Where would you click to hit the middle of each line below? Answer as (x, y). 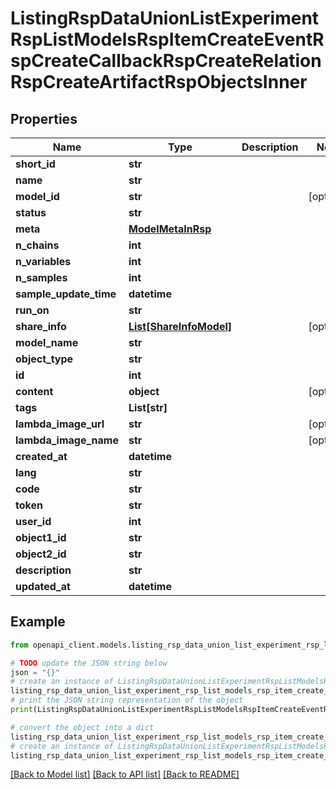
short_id (35, 164)
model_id (37, 196)
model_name (47, 342)
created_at (41, 456)
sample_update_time (66, 294)
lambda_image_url (60, 424)
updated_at (43, 586)
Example (38, 622)
